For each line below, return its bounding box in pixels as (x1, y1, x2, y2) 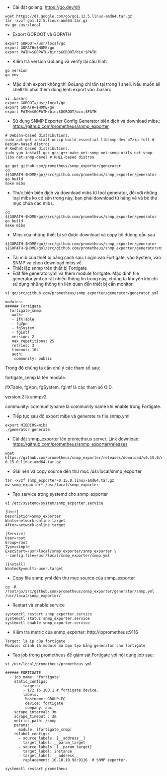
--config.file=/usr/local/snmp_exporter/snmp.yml (5, 553, 110, 558)
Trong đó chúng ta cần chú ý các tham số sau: (5, 365, 100, 371)
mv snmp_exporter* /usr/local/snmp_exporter (5, 482, 99, 487)
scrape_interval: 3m (14, 710, 57, 715)
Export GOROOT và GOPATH (12, 31, 71, 37)
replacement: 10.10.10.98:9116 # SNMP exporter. (23, 758, 128, 763)
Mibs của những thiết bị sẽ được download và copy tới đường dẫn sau (12, 232, 156, 237)
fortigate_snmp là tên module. (5, 375, 66, 381)
